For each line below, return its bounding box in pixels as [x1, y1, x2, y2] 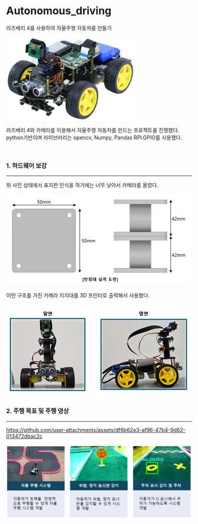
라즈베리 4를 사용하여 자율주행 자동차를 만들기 [6, 24, 112, 31]
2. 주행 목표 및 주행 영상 [6, 407, 70, 415]
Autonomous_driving [6, 4, 112, 18]
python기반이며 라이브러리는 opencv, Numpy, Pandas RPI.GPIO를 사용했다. [6, 134, 183, 141]
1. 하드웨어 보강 [6, 161, 47, 169]
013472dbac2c [6, 433, 43, 440]
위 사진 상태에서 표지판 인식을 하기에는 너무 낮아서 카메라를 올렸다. [6, 182, 159, 189]
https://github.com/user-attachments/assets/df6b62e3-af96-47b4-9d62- [6, 426, 186, 433]
